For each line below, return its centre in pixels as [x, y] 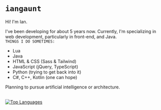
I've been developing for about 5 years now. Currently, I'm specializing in [81, 31]
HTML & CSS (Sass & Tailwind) [44, 61]
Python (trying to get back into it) [47, 72]
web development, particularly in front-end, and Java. [61, 36]
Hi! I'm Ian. [16, 21]
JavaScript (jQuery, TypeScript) [45, 66]
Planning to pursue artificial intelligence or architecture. [63, 87]
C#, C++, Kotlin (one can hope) [45, 77]
